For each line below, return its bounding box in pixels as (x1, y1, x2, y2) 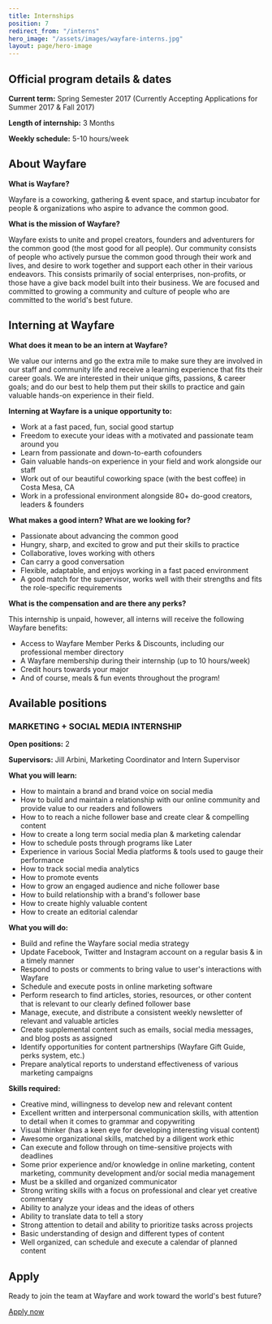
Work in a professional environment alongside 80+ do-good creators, (19, 490, 253, 500)
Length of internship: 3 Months (8, 118, 115, 127)
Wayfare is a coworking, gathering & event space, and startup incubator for (8, 194, 261, 204)
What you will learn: (8, 770, 77, 780)
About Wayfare (8, 157, 87, 171)
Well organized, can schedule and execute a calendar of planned (19, 1237, 238, 1247)
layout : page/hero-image (8, 42, 93, 50)
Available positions (8, 696, 107, 710)
